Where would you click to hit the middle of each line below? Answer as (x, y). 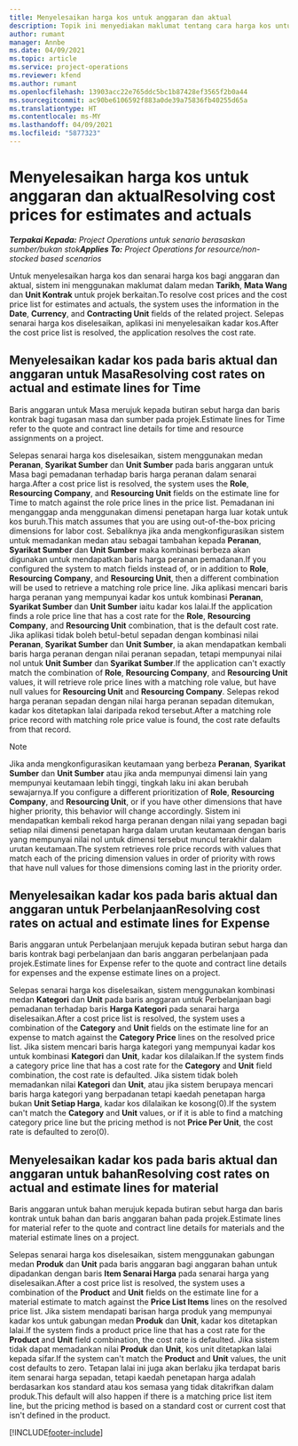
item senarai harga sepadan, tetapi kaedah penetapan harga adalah (132, 1378)
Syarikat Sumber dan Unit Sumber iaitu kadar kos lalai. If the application (141, 607)
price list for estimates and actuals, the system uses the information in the (144, 304)
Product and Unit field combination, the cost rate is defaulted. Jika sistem (144, 1340)
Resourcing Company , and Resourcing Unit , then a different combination (144, 578)
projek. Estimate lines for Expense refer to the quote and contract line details (148, 964)
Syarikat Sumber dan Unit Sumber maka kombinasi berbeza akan (130, 550)
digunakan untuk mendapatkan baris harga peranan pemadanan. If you (138, 559)
